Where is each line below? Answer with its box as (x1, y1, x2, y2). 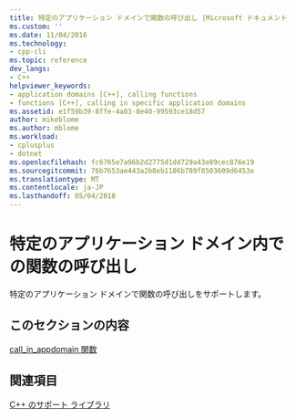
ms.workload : (9, 132, 59, 141)
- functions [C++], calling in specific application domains (9, 98, 247, 108)
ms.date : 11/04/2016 (9, 30, 88, 39)
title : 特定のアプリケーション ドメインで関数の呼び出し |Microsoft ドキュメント (9, 13, 288, 23)
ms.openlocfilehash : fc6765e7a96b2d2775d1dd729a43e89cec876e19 (9, 157, 255, 167)
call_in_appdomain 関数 (9, 343, 97, 354)
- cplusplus (9, 141, 55, 150)
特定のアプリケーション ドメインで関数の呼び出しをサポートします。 (9, 288, 267, 299)
